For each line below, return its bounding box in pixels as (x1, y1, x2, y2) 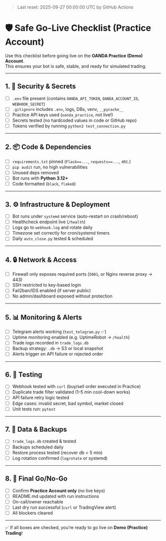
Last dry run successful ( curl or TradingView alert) (12, 504, 116, 510)
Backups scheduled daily (12, 444, 64, 450)
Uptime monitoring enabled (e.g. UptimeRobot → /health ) (12, 334, 130, 341)
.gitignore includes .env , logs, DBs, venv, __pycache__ (12, 106, 124, 112)
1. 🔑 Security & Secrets (5, 82, 76, 91)
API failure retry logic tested (12, 394, 70, 400)
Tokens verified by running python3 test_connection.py (12, 123, 126, 129)
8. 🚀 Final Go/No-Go (5, 475, 68, 483)
